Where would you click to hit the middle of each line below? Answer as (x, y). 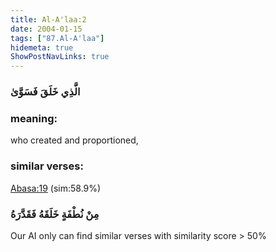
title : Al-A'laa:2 (48, 19)
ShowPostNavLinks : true (60, 57)
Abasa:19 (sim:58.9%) (56, 188)
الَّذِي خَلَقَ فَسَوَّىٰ (45, 92)
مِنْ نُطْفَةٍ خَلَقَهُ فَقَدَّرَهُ (55, 214)
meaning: (34, 118)
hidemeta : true (42, 47)
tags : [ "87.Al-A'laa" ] (57, 38)
